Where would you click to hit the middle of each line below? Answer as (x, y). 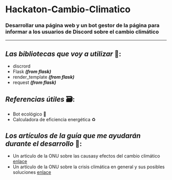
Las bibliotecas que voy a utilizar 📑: (63, 54)
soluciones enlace (32, 172)
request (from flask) (34, 82)
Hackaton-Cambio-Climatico (68, 9)
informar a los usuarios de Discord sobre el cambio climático (82, 32)
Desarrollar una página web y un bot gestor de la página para (82, 26)
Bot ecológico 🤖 (29, 114)
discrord (21, 66)
